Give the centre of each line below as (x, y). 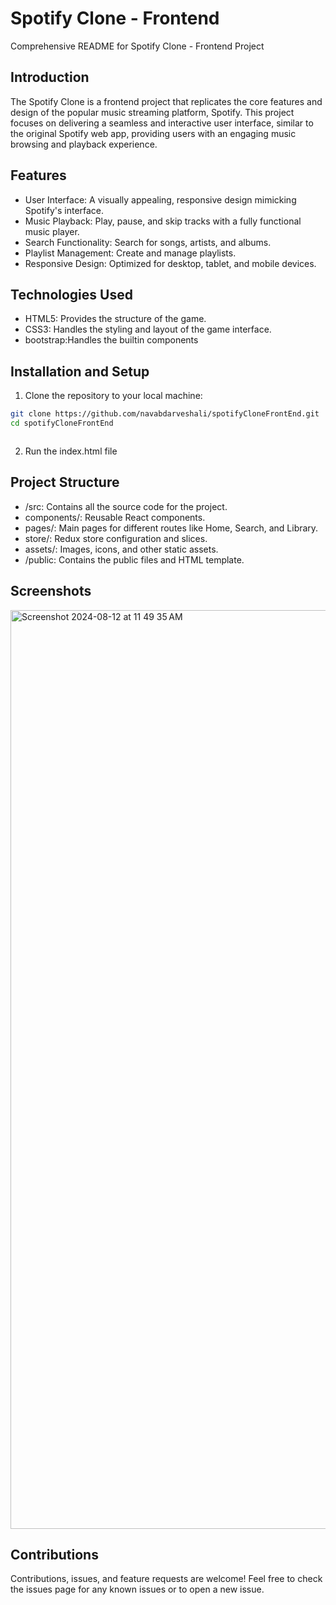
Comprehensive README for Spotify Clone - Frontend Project (137, 46)
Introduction (50, 77)
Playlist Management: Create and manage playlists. (130, 253)
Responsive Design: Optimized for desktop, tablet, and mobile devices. (170, 263)
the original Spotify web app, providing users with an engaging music (153, 133)
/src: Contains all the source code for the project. (126, 506)
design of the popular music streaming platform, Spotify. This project (152, 112)
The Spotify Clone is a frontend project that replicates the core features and (166, 101)
